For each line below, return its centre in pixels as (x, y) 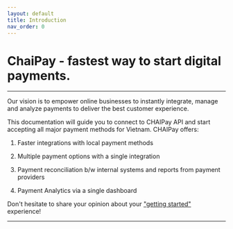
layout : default (31, 14)
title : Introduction (37, 20)
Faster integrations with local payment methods (85, 143)
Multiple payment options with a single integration (88, 156)
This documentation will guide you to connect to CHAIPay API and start (109, 122)
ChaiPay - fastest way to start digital (114, 61)
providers (31, 177)
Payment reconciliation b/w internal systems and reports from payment (119, 170)
